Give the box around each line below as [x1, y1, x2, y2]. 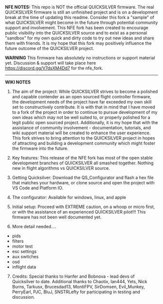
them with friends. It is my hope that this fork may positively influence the [5, 40, 152, 46]
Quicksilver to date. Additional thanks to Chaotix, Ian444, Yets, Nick [12, 279, 147, 284]
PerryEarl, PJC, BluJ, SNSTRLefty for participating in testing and [12, 289, 141, 295]
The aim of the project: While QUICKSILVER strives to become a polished [12, 89, 158, 94]
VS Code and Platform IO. [12, 185, 64, 191]
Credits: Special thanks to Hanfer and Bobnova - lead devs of [12, 273, 135, 279]
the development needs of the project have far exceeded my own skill [12, 99, 152, 105]
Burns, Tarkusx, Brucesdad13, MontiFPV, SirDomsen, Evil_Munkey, [12, 284, 145, 289]
